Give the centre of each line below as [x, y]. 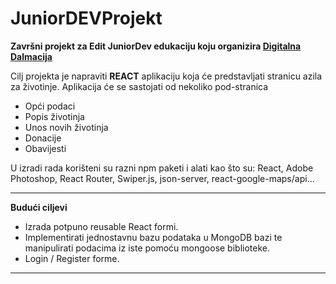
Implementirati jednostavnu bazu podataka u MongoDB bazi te [153, 237]
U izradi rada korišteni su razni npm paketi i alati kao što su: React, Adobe [162, 168]
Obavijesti [45, 148]
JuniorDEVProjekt [86, 18]
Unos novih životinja [66, 127]
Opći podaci [50, 106]
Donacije [43, 138]
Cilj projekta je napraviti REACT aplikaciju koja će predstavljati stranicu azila [166, 76]
